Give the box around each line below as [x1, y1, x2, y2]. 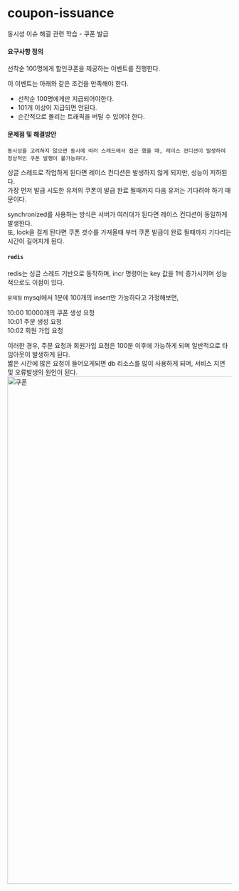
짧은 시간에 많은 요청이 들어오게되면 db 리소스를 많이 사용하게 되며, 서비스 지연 [7, 359, 225, 367]
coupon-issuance [7, 5, 115, 21]
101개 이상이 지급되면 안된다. [17, 103, 97, 112]
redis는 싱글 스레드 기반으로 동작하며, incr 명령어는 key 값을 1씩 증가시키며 [7, 269, 215, 278]
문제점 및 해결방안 [7, 130, 57, 138]
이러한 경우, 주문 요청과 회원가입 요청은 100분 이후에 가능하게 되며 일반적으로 [7, 341, 221, 349]
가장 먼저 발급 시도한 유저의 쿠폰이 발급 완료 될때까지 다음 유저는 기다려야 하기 [7, 186, 224, 195]
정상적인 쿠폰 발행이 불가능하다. [7, 155, 89, 162]
